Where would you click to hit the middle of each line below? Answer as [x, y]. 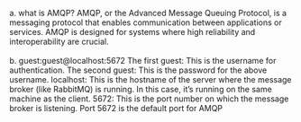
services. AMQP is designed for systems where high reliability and [132, 32]
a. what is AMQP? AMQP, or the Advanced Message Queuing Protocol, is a [148, 13]
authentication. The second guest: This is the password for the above [138, 70]
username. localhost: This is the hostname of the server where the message [150, 79]
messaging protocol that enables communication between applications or [146, 22]
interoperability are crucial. [59, 41]
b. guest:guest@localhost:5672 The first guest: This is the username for [143, 61]
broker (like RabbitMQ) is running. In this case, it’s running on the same [141, 89]
